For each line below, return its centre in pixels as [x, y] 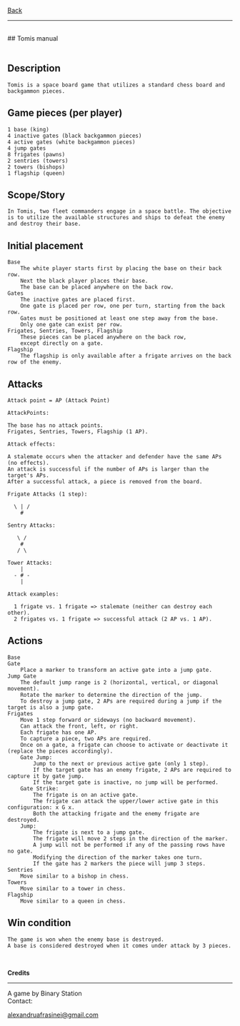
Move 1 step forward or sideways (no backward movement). [108, 720]
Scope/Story [36, 195]
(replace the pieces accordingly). [60, 751]
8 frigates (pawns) [36, 154]
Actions [25, 641]
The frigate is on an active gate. [86, 795]
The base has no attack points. [55, 426]
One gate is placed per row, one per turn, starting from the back [122, 306]
